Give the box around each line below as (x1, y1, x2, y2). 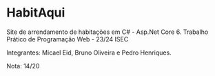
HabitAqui (6, 5, 65, 21)
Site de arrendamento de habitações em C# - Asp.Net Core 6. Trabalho (6, 28, 209, 36)
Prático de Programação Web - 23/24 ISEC (6, 35, 129, 43)
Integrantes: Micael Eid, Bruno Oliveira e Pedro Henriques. (6, 48, 172, 57)
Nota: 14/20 (6, 61, 40, 70)
